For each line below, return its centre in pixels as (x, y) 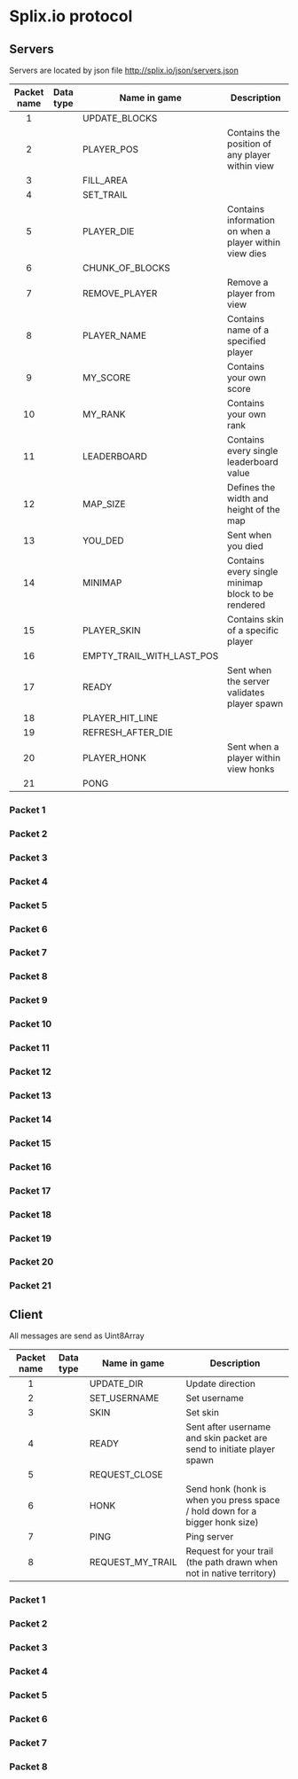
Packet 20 (31, 1262)
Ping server (210, 1537)
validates (246, 692)
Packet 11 (30, 1048)
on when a (249, 231)
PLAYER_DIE (109, 231)
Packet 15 (30, 1143)
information (251, 220)
